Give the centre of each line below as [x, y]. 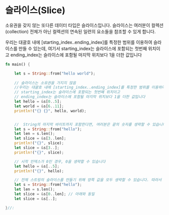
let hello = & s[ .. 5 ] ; [37, 166]
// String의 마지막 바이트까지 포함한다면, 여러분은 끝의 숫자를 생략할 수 [82, 124]
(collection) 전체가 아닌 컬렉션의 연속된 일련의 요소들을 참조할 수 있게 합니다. [80, 31]
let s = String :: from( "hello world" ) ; [55, 74]
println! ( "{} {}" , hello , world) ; [50, 111]
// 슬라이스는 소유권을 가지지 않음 [45, 83]
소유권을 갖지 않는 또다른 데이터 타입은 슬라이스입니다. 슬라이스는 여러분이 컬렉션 [84, 25]
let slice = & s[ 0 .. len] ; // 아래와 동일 [54, 194]
